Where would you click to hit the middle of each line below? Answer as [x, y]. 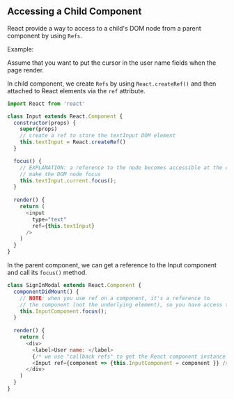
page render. [25, 70]
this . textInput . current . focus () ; [68, 180]
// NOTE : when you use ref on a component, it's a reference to [115, 298]
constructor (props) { [45, 123]
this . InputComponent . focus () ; [64, 311]
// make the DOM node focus [60, 174]
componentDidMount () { [46, 292]
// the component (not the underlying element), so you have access [121, 305]
